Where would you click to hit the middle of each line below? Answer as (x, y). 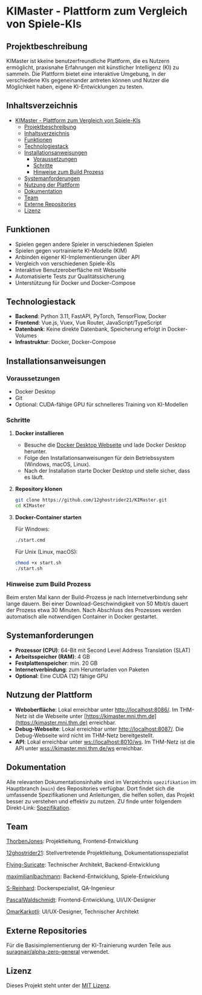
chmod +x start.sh (38, 563)
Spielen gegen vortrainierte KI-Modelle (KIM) (71, 250)
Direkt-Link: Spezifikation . (38, 808)
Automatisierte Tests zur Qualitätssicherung (70, 276)
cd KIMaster (30, 506)
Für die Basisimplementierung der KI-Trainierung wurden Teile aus (89, 945)
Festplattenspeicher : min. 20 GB (56, 663)
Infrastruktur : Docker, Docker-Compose (65, 342)
